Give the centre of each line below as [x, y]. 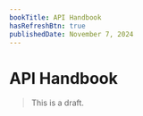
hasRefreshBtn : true [48, 26]
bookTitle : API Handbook [55, 17]
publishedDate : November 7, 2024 [71, 34]
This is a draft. [58, 103]
